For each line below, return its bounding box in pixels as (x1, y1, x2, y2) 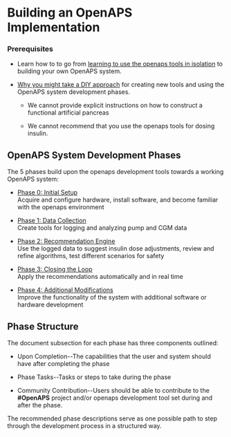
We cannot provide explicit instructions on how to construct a (27, 101, 203, 110)
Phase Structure (7, 320, 79, 332)
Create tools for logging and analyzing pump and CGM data (17, 224, 187, 232)
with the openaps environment (17, 203, 105, 211)
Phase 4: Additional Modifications (17, 286, 114, 294)
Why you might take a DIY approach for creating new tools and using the (17, 81, 225, 89)
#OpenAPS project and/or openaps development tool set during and (17, 394, 213, 402)
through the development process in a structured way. (7, 422, 162, 430)
